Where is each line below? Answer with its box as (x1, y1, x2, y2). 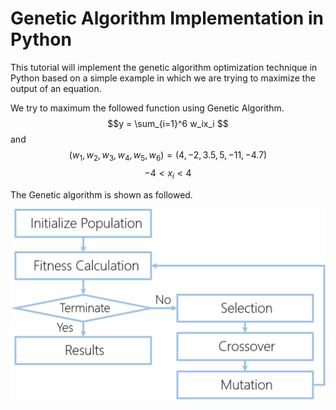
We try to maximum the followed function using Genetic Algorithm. (10, 102, 285, 114)
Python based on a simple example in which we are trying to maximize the (10, 72, 316, 84)
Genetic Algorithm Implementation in (10, 7, 324, 30)
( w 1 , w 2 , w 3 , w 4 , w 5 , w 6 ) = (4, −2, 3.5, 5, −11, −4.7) (68, 148, 268, 163)
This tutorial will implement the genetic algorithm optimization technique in (10, 61, 318, 73)
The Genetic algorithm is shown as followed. (10, 188, 193, 201)
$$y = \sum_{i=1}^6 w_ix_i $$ (107, 117, 229, 129)
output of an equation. (10, 82, 102, 94)
